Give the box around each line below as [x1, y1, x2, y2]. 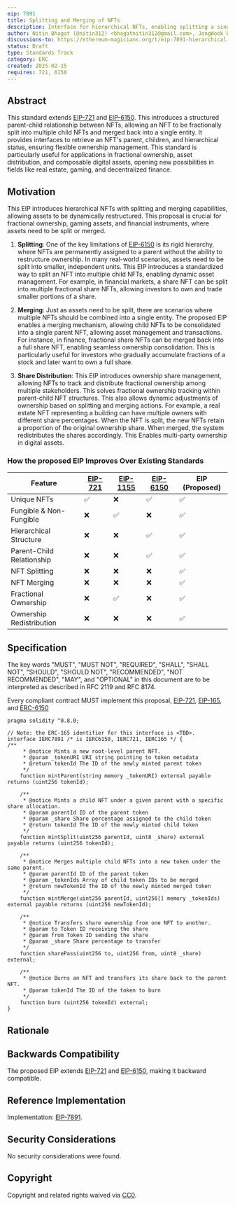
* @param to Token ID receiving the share [22, 926, 149, 933]
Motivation [7, 186, 56, 197]
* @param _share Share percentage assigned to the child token [22, 815, 211, 823]
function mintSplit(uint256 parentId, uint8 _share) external [20, 834, 205, 841]
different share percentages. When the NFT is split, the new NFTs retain [17, 416, 225, 424]
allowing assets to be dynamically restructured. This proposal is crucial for [7, 212, 222, 221]
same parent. [7, 864, 45, 872]
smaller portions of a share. [17, 292, 97, 301]
